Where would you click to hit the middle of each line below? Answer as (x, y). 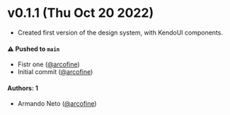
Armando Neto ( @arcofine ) (57, 104)
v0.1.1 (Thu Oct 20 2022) (81, 13)
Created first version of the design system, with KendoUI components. (120, 32)
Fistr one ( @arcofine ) (48, 64)
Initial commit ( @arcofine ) (55, 72)
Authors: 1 (23, 88)
